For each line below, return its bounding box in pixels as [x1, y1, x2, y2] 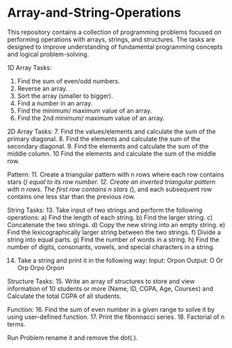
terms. [7, 320, 26, 328]
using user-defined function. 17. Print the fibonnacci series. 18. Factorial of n [7, 313, 225, 321]
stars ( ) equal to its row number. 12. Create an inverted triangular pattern [7, 177, 216, 185]
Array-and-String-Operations [7, 5, 181, 21]
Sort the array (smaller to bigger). [17, 92, 113, 100]
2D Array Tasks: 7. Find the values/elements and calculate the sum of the [7, 127, 216, 135]
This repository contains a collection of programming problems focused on [7, 28, 222, 36]
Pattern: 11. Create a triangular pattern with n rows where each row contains [7, 170, 224, 179]
